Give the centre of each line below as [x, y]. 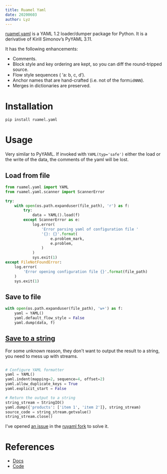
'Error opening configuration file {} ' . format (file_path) [86, 272]
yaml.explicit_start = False [36, 389]
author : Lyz [18, 19]
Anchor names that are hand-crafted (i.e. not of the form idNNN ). [78, 80]
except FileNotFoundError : [34, 262]
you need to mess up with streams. [42, 356]
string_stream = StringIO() [35, 403]
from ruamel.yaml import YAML [37, 187]
